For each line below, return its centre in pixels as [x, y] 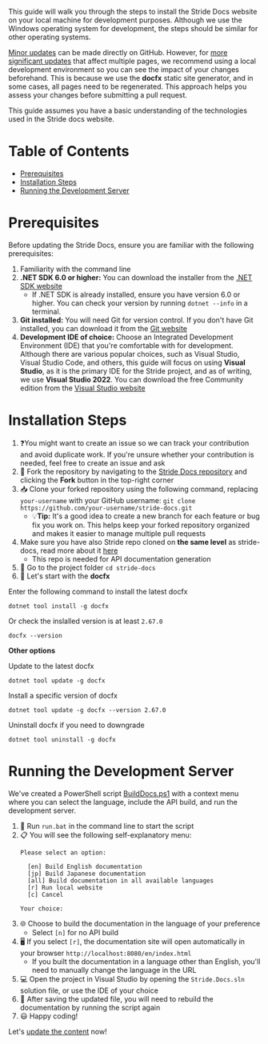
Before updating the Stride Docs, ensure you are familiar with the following [131, 245]
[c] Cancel [46, 894]
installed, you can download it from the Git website [104, 328]
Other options [32, 650]
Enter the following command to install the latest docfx [98, 591]
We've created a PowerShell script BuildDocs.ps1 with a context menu [124, 793]
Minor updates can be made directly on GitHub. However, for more [118, 52]
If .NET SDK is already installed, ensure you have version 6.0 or [136, 294]
